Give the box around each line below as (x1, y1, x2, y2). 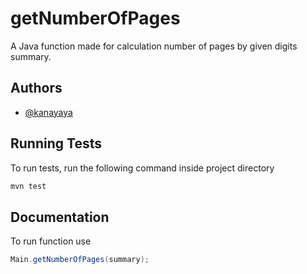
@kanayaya (24, 106, 73, 118)
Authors (10, 80, 63, 97)
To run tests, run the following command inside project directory (10, 162, 275, 174)
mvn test (10, 181, 47, 191)
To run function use (10, 235, 92, 247)
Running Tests (10, 135, 102, 152)
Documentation (10, 208, 110, 226)
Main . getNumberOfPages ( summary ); (10, 255, 150, 265)
